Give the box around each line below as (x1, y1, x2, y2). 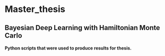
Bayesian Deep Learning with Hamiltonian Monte (5, 23, 160, 32)
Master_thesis (5, 3, 66, 15)
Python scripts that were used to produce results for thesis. (5, 45, 132, 51)
